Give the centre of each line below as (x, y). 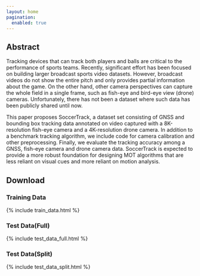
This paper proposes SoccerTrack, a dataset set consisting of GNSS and (96, 117)
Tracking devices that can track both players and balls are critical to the (94, 61)
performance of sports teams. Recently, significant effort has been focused (99, 68)
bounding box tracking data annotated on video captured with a (84, 123)
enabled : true (29, 23)
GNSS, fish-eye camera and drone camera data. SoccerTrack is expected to (100, 149)
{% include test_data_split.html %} (48, 267)
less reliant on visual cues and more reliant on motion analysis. (83, 162)
